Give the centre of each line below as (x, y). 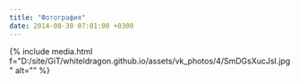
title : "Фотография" (48, 17)
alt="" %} (33, 70)
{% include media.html (51, 51)
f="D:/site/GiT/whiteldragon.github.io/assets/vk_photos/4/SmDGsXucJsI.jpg (150, 61)
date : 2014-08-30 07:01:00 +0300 (72, 26)
